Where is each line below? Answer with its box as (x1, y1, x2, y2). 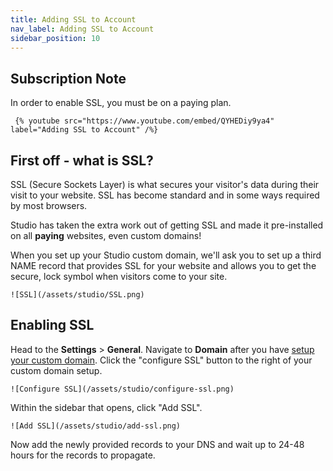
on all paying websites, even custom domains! (10, 230, 202, 241)
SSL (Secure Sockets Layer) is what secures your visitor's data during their (10, 179, 320, 190)
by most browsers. (10, 200, 88, 211)
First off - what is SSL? (10, 152, 154, 169)
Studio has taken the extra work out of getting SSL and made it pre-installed (10, 219, 324, 231)
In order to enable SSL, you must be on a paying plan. (10, 97, 232, 109)
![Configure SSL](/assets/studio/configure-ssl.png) (10, 384, 235, 394)
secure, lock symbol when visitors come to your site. (10, 271, 228, 282)
